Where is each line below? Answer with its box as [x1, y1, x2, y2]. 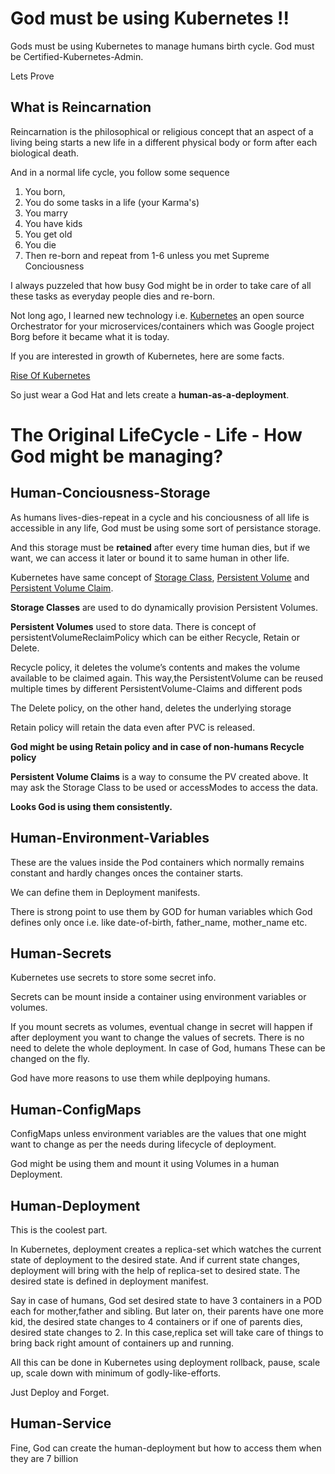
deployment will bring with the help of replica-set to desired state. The [10, 1265, 301, 1276]
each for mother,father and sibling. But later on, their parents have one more [10, 1305, 324, 1317]
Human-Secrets [10, 945, 112, 962]
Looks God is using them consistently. [10, 800, 173, 812]
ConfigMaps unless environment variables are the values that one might [10, 1128, 307, 1140]
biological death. [10, 147, 80, 159]
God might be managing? [10, 445, 224, 467]
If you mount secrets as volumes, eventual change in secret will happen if [10, 1021, 313, 1033]
